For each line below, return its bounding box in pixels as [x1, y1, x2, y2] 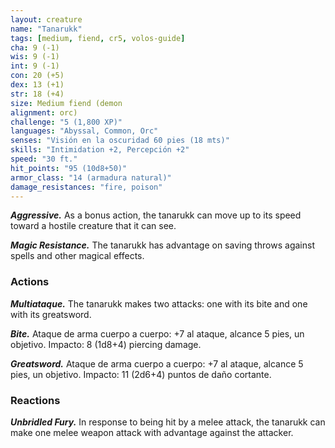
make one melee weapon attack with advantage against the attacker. [10, 426, 294, 438]
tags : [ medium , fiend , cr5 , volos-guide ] [10, 33, 186, 43]
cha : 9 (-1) [10, 42, 60, 53]
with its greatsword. [10, 308, 92, 320]
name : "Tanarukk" [10, 24, 83, 34]
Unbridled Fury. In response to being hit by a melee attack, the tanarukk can [10, 416, 326, 428]
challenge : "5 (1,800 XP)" [10, 117, 123, 127]
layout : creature [10, 14, 83, 25]
